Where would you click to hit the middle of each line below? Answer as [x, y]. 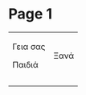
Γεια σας [29, 47]
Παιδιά [25, 64]
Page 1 [31, 14]
